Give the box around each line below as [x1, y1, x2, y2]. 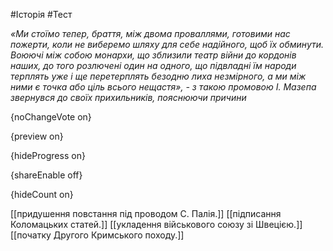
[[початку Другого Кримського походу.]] [10, 229, 185, 241]
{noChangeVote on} [10, 111, 92, 123]
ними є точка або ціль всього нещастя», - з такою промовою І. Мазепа [10, 81, 317, 93]
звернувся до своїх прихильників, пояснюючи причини [10, 92, 247, 103]
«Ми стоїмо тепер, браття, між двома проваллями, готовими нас [10, 28, 291, 39]
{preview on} [10, 130, 64, 142]
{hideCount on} [10, 189, 74, 200]
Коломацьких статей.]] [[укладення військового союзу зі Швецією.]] [10, 219, 303, 230]
